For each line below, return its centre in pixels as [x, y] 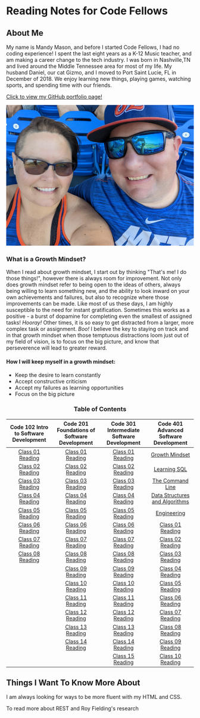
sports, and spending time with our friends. [59, 85]
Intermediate [123, 430]
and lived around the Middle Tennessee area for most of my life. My [89, 66]
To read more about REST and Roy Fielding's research [72, 708]
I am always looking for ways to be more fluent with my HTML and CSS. [94, 697]
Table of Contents [100, 409]
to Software [29, 433]
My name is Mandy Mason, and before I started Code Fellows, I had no [93, 47]
